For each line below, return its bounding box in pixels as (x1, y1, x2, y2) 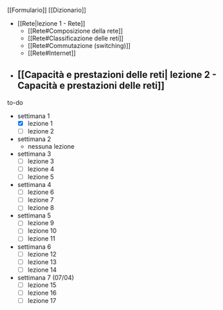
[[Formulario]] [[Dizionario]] (7, 6, 87, 14)
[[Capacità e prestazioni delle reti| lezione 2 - (17, 69, 217, 81)
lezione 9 (27, 219, 54, 227)
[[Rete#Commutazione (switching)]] (27, 42, 131, 49)
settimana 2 (17, 135, 51, 143)
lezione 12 (27, 250, 57, 258)
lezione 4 (27, 165, 54, 173)
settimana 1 (17, 111, 50, 120)
